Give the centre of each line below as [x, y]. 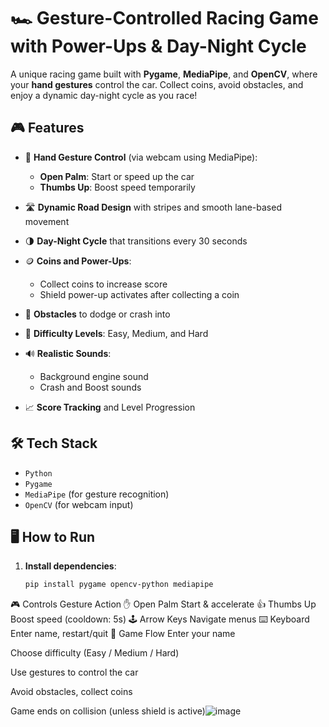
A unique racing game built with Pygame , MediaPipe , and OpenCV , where [164, 74]
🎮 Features [47, 128]
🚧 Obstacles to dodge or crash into [97, 314]
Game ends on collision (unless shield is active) [108, 711]
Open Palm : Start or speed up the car [117, 176]
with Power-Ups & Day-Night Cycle [158, 46]
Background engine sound [94, 376]
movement [47, 221]
